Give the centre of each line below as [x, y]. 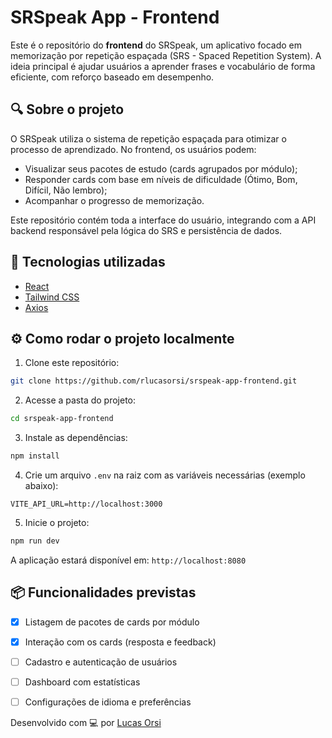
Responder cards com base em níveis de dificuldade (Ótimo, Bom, [161, 179]
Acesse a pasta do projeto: [80, 400]
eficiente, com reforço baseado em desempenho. [112, 77]
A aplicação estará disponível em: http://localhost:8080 [128, 560]
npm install [35, 456]
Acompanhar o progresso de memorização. [114, 200]
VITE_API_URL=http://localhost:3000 [86, 504]
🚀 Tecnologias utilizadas [88, 262]
